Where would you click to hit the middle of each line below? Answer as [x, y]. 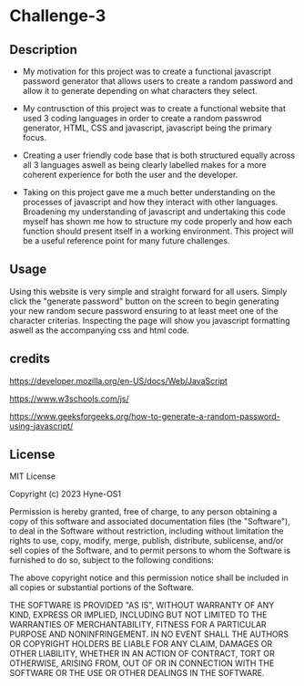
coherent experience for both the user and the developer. [130, 175]
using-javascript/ [41, 426]
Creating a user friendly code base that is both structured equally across [159, 155]
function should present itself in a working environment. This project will [158, 231]
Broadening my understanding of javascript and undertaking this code [154, 212]
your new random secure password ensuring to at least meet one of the [144, 310]
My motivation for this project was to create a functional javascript [147, 71]
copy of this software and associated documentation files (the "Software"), [150, 522]
